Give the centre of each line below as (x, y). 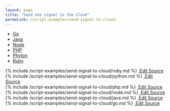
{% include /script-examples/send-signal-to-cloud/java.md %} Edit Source (84, 98)
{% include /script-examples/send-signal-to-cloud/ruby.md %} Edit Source (84, 71)
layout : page (19, 10)
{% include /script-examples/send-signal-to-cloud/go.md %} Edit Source (82, 103)
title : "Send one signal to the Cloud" (47, 15)
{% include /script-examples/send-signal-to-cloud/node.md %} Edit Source (85, 93)
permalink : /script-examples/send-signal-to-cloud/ (61, 19)
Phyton (20, 55)
